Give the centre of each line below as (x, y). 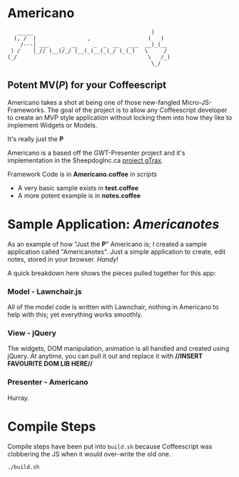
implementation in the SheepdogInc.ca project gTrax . (85, 160)
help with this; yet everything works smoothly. (75, 314)
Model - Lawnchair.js (45, 292)
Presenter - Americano (48, 382)
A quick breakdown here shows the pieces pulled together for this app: (112, 273)
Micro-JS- (197, 102)
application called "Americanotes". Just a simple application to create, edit (117, 252)
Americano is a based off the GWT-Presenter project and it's (96, 153)
